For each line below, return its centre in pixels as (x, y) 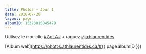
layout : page (18, 18)
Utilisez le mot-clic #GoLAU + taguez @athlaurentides (60, 37)
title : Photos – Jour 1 (29, 9)
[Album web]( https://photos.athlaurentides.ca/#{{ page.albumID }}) (73, 46)
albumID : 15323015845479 (30, 23)
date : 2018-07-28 (23, 14)
